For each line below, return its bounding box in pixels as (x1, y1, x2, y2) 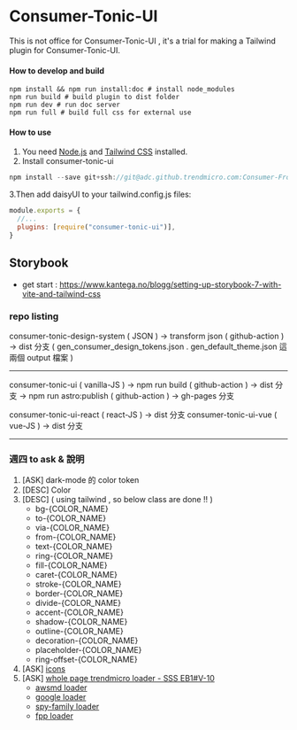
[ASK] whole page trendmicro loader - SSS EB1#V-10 (21, 673, 215, 684)
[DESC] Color (21, 485, 72, 495)
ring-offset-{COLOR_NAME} (34, 654, 139, 665)
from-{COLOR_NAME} (34, 532, 117, 542)
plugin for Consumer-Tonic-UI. (9, 44, 121, 55)
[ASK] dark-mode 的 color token (21, 475, 140, 485)
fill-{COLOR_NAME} (34, 560, 108, 571)
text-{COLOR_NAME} (34, 541, 113, 552)
